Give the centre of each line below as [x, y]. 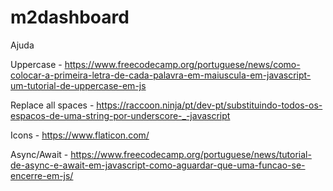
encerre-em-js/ [42, 175]
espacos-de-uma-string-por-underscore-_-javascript [120, 115]
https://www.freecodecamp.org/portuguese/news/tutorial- [191, 154]
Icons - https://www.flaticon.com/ [80, 135]
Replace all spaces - [52, 105]
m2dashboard [70, 17]
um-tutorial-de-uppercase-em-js [78, 85]
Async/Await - [39, 154]
